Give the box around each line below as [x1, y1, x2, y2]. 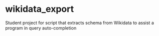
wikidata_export [5, 3, 74, 15]
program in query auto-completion [5, 25, 77, 31]
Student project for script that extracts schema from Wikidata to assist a [5, 20, 154, 26]
